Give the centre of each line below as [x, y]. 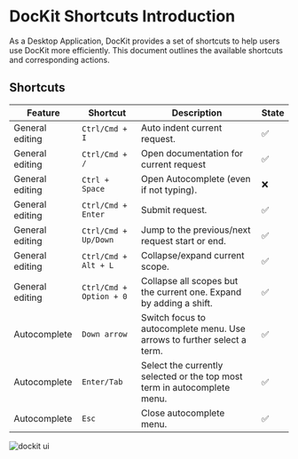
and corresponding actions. [60, 59]
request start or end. [183, 241]
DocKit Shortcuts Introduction [122, 16]
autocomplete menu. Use [193, 328]
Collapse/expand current [192, 255]
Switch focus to [173, 317]
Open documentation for [192, 153]
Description [197, 113]
